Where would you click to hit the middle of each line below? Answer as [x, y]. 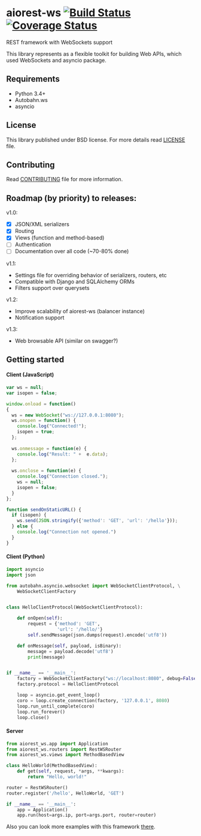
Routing [25, 231]
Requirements [33, 79]
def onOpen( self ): [40, 618]
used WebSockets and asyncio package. [56, 60]
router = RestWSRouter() [37, 787]
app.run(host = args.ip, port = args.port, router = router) [87, 815]
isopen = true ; [36, 432]
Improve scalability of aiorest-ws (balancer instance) [80, 311]
